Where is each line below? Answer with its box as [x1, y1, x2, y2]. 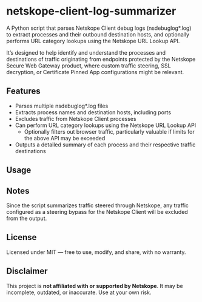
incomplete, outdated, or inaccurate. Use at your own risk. [6, 289, 152, 296]
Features [6, 86, 41, 97]
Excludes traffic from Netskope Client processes [15, 115, 136, 122]
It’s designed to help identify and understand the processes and [6, 49, 166, 56]
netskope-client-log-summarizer [6, 4, 177, 18]
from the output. [6, 214, 47, 222]
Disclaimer [6, 266, 48, 276]
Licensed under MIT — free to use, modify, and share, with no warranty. [6, 248, 186, 256]
